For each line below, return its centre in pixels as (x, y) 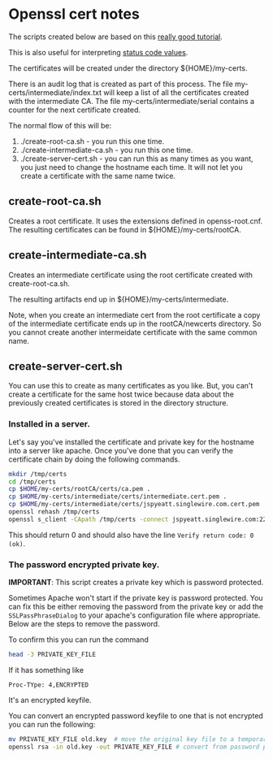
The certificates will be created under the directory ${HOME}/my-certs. (128, 68)
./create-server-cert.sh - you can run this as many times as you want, (136, 158)
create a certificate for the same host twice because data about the (121, 394)
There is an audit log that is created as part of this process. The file (121, 84)
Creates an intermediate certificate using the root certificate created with (131, 275)
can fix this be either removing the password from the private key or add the (136, 607)
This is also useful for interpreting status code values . (98, 52)
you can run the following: (52, 724)
